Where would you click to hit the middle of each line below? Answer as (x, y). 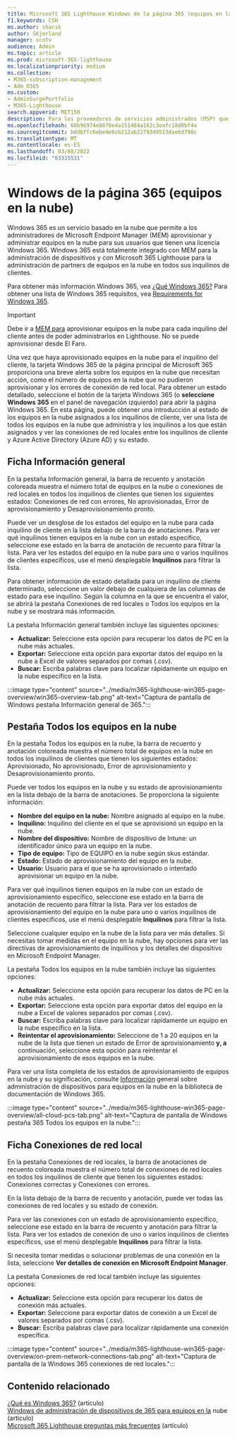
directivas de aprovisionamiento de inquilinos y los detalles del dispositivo (115, 948)
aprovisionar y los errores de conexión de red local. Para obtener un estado (117, 387)
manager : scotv (30, 40)
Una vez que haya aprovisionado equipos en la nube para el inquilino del (113, 357)
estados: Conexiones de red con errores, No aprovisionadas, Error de (108, 501)
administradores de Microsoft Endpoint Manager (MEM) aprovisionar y (110, 235)
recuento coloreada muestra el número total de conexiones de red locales (115, 1170)
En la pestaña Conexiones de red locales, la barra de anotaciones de (107, 1162)
